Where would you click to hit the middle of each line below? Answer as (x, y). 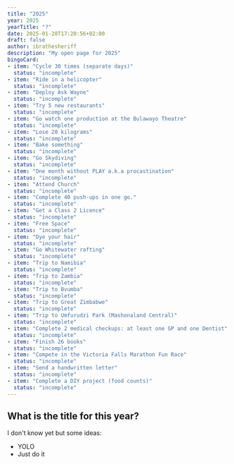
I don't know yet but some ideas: (54, 433)
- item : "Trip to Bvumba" (45, 289)
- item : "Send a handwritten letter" (63, 368)
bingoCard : (23, 60)
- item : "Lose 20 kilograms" (50, 132)
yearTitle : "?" (30, 27)
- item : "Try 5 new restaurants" (56, 106)
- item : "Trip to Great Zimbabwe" (58, 303)
